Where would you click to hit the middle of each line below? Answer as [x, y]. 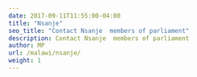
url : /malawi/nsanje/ [45, 53]
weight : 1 [25, 61]
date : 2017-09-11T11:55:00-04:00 [65, 16]
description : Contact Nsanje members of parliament [99, 38]
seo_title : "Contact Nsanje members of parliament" [99, 30]
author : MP [27, 46]
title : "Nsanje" [36, 23]
